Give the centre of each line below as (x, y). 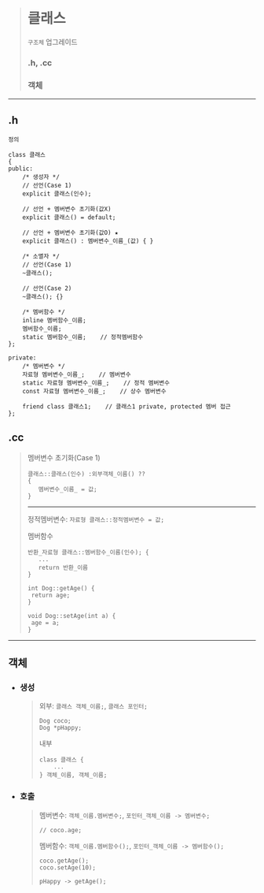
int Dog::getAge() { (61, 588)
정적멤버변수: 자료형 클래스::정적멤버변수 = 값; (96, 519)
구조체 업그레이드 (52, 42)
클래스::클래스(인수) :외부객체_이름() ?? (86, 474)
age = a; (46, 623)
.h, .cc (40, 62)
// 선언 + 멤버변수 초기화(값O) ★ (70, 233)
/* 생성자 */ (41, 177)
